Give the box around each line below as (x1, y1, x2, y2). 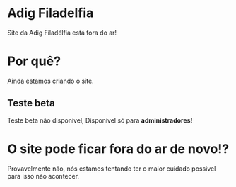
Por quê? (7, 53, 61, 69)
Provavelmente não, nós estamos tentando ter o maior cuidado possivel (7, 164, 216, 173)
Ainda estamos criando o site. (7, 76, 94, 85)
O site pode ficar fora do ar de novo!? (7, 140, 230, 157)
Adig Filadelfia (7, 5, 94, 21)
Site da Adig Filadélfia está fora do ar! (7, 28, 117, 37)
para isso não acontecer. (7, 171, 80, 180)
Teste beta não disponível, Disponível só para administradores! (7, 115, 193, 125)
